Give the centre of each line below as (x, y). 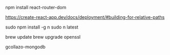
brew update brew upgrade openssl (43, 37)
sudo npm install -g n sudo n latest (42, 27)
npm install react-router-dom (36, 7)
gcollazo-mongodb (26, 47)
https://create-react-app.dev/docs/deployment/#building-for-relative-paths (85, 17)
